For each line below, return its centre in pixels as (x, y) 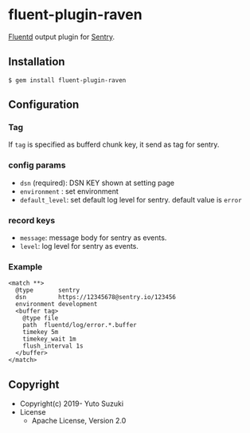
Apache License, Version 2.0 (79, 421)
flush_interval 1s (53, 346)
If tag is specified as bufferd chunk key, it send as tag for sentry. (114, 144)
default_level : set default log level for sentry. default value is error (131, 199)
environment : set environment (69, 191)
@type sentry (48, 290)
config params (37, 165)
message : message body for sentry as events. (93, 238)
